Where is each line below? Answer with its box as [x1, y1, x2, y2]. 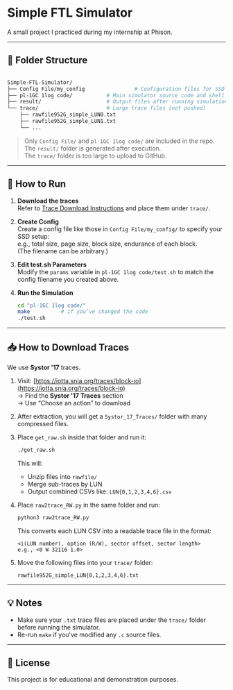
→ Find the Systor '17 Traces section [17, 392, 123, 400]
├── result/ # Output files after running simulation [7, 99, 228, 106]
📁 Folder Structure [7, 54, 88, 67]
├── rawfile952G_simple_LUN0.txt [19, 111, 116, 119]
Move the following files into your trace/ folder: [17, 558, 153, 566]
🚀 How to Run [7, 178, 67, 190]
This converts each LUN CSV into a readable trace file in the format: [17, 526, 212, 535]
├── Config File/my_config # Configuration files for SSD [7, 85, 225, 92]
